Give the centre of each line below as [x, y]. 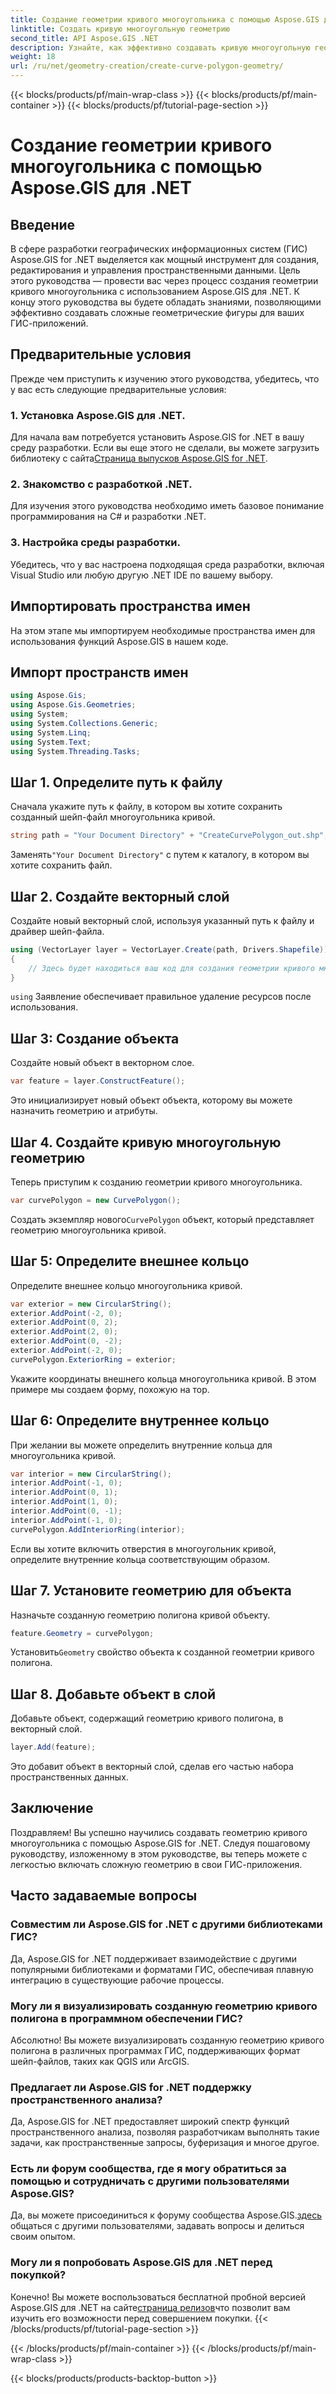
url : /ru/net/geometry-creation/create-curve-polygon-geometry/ [147, 66]
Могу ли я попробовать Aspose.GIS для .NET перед [141, 2263]
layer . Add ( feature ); [53, 1747]
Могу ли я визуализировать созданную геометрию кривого [164, 2006]
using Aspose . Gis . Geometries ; [73, 705]
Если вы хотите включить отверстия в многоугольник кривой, [143, 1548]
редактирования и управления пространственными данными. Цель [155, 270]
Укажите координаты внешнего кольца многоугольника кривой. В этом [163, 1378]
